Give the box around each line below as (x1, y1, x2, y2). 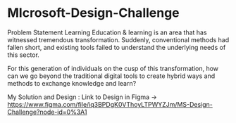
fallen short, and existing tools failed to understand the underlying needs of (7, 43, 226, 51)
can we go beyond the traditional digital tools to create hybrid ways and (7, 72, 216, 80)
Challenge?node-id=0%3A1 (7, 108, 87, 116)
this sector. (7, 51, 40, 59)
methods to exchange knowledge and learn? (7, 79, 137, 87)
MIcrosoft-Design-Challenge (7, 5, 180, 21)
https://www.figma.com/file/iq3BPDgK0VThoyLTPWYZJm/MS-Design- (7, 100, 213, 108)
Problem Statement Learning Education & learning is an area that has (7, 28, 207, 37)
